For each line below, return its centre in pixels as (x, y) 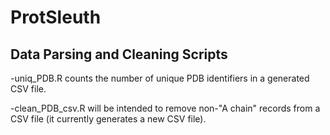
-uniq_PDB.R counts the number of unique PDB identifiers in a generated (160, 78)
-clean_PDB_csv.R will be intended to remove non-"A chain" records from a (165, 108)
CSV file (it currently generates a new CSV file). (108, 119)
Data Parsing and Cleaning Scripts (119, 54)
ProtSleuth (56, 17)
